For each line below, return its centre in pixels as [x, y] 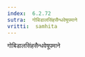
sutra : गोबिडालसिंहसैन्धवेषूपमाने [42, 20]
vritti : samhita [32, 26]
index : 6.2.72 [29, 13]
